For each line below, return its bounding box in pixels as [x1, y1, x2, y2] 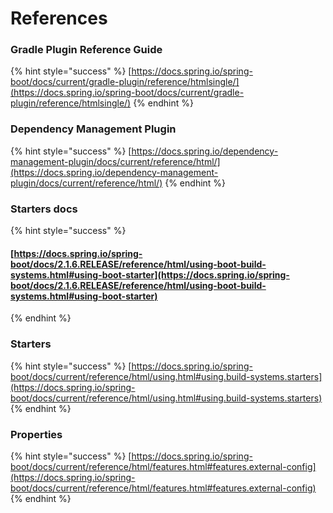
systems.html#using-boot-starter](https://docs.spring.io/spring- [10, 268, 290, 281]
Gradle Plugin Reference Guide [10, 43, 163, 57]
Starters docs [10, 202, 78, 216]
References [10, 7, 108, 30]
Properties [10, 427, 63, 441]
